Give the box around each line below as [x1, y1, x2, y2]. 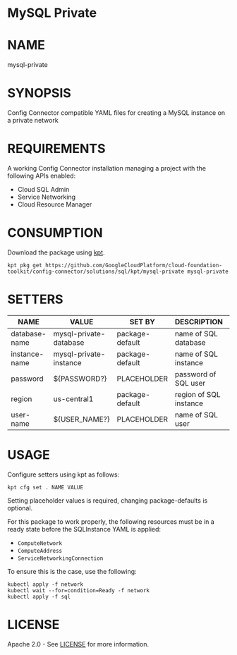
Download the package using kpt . [7, 248, 105, 257]
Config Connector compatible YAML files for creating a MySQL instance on [7, 109, 226, 117]
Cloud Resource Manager [17, 200, 92, 209]
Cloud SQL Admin [17, 185, 70, 193]
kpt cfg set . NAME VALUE [7, 484, 83, 491]
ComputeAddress [17, 547, 63, 554]
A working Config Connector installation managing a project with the [7, 164, 207, 172]
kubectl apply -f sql [7, 593, 71, 600]
